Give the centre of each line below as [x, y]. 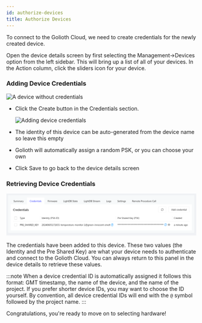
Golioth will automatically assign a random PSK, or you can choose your [104, 150]
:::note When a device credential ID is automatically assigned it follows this [99, 276]
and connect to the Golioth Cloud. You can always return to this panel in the [100, 258]
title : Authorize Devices [39, 19]
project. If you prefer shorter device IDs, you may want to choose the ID [95, 289]
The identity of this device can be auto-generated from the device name [105, 132]
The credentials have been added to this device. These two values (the [94, 245]
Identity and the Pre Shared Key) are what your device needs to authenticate [101, 251]
